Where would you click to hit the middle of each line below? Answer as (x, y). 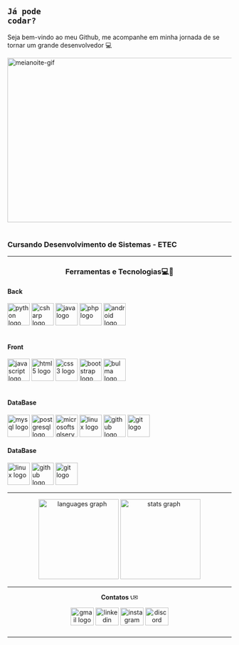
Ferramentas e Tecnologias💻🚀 (119, 272)
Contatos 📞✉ (119, 597)
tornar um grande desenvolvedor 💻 (60, 45)
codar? (22, 21)
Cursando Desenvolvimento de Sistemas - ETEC (92, 244)
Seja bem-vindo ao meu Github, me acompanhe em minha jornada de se (114, 37)
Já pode (24, 12)
